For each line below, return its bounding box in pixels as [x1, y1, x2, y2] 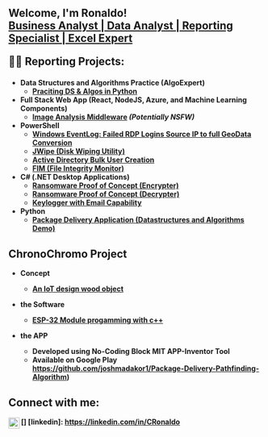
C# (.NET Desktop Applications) [19, 173, 131, 182]
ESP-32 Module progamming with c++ [31, 315, 164, 325]
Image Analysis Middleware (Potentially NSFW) [31, 112, 195, 122]
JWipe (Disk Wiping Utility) [31, 147, 125, 156]
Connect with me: [8, 395, 100, 410]
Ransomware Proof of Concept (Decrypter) [31, 189, 180, 199]
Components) [19, 104, 68, 114]
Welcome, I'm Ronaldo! [8, 6, 128, 20]
